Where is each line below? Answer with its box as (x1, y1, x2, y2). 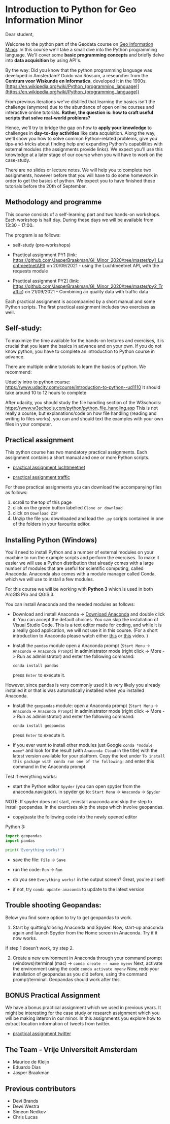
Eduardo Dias (12, 1064, 41, 1071)
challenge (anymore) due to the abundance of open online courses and (5, 104, 154, 110)
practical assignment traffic (12, 474, 70, 480)
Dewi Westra (12, 1103, 40, 1109)
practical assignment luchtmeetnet (12, 464, 85, 471)
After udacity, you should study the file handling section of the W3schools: (5, 399, 161, 405)
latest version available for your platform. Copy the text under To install (12, 753, 165, 759)
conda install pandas (12, 663, 58, 669)
